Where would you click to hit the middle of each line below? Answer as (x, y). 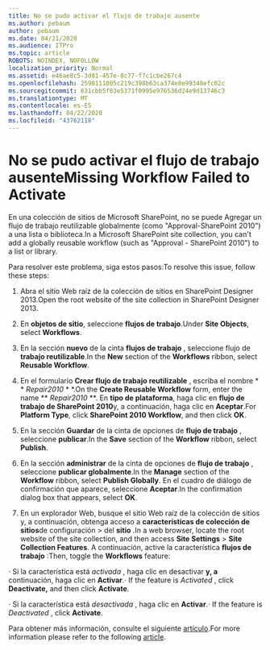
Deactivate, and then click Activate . (69, 588)
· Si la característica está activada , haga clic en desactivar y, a (113, 571)
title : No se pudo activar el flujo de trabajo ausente (104, 16)
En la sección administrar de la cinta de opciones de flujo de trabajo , (137, 463)
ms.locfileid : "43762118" (52, 121)
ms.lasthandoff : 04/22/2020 (56, 114)
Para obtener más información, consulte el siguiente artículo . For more (124, 628)
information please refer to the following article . (87, 636)
